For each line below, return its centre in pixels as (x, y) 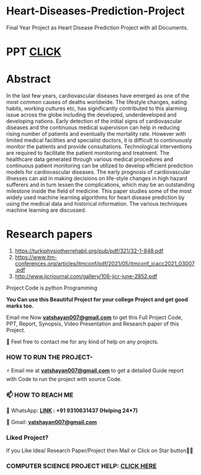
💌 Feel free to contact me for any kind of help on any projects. (83, 342)
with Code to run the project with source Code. (64, 379)
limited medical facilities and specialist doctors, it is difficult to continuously (99, 140)
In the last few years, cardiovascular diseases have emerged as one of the (98, 96)
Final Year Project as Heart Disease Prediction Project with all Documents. (97, 28)
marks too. (20, 306)
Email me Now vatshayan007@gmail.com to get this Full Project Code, (95, 317)
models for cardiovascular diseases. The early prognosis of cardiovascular (98, 172)
